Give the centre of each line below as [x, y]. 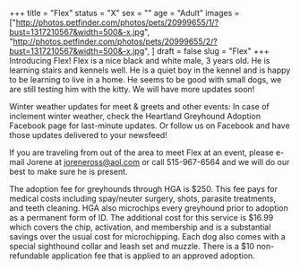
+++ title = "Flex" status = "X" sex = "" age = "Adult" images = [124, 13]
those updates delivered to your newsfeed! [88, 135]
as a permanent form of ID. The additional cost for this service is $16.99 [141, 218]
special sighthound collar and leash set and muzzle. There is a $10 [132, 246]
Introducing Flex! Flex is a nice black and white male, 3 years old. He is [140, 61]
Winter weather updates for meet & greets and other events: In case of [140, 106]
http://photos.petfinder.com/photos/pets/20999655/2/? [115, 41]
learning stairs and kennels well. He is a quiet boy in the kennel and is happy [150, 70]
